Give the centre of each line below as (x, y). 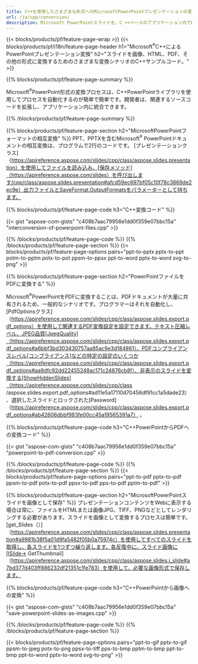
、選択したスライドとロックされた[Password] (61, 400)
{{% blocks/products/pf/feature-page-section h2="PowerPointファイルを (95, 277)
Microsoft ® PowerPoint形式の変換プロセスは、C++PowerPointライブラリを (96, 91)
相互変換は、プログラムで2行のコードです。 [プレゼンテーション (104, 146)
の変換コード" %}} (29, 435)
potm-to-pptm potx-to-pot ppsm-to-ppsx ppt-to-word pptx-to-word (89, 258)
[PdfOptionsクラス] (29, 311)
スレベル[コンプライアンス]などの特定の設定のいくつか (72, 356)
